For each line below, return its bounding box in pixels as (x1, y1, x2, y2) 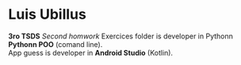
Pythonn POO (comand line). (8, 39, 103, 49)
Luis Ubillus (8, 5, 87, 23)
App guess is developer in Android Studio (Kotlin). (8, 48, 173, 57)
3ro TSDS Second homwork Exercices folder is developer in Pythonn (8, 31, 234, 41)
